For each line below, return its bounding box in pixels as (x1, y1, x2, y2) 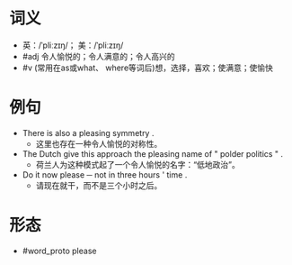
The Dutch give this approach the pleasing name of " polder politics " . (22, 148, 284, 159)
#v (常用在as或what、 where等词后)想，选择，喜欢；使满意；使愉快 (22, 62, 274, 73)
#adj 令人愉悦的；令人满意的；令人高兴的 (22, 50, 175, 61)
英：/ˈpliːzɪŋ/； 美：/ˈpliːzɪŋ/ (22, 40, 124, 50)
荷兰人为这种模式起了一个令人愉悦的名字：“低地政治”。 (35, 159, 240, 169)
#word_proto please (22, 245, 97, 256)
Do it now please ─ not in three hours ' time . (22, 169, 188, 180)
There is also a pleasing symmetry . (22, 127, 155, 138)
